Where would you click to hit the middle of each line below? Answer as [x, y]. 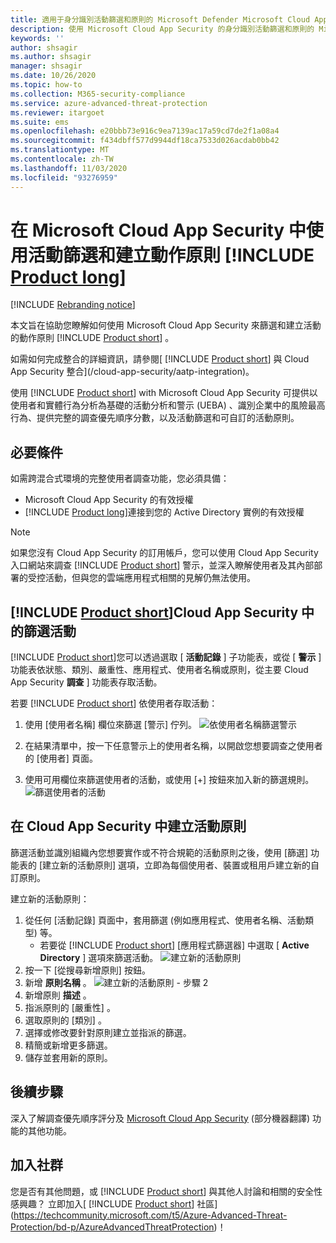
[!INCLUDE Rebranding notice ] [73, 305]
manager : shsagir [46, 66]
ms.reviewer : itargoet [57, 112]
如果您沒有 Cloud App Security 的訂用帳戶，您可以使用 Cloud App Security [164, 553]
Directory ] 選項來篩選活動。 [99, 957]
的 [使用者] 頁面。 [61, 758]
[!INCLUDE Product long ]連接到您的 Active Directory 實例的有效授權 [164, 512]
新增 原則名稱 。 [58, 982]
